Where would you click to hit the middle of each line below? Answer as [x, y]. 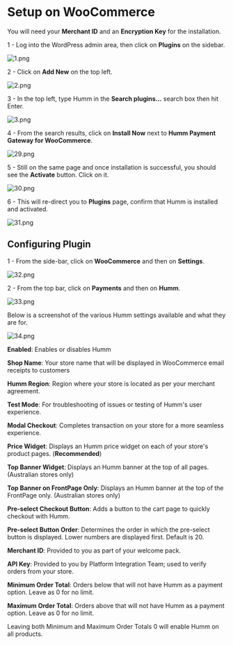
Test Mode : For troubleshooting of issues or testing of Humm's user [105, 405]
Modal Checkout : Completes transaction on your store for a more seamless [115, 425]
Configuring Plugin [49, 244]
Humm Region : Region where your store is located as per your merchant [111, 384]
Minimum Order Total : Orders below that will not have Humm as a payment [115, 585]
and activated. [28, 209]
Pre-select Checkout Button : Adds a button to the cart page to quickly [109, 509]
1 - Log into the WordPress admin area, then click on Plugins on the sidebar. [116, 44]
